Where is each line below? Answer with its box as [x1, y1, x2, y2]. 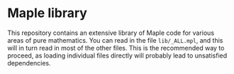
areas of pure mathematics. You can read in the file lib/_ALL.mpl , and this [7, 36, 223, 44]
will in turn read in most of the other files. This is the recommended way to [7, 43, 225, 52]
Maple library [7, 5, 87, 21]
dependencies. [7, 58, 51, 67]
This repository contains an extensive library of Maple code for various [7, 28, 215, 37]
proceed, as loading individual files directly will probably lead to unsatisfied [7, 51, 228, 60]
